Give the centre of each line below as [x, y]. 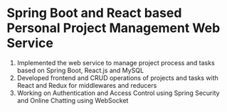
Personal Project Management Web [114, 28]
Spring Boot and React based [94, 13]
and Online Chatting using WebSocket [73, 100]
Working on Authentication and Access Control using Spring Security [118, 93]
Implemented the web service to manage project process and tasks [116, 62]
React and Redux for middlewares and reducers [87, 85]
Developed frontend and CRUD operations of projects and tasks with [117, 78]
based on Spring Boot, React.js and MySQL [80, 70]
